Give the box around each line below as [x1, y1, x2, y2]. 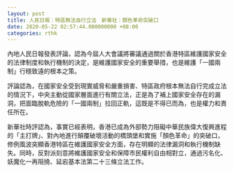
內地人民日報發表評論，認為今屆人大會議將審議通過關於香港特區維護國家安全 [7, 49, 227, 58]
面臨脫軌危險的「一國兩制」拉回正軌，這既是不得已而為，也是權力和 [25, 99, 221, 108]
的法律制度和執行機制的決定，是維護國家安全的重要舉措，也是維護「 [7, 58, 203, 67]
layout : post [7, 10, 45, 17]
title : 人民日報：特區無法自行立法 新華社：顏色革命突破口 [7, 17, 159, 24]
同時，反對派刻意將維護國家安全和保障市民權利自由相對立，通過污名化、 [19, 149, 227, 157]
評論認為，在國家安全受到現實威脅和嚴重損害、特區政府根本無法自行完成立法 [7, 81, 227, 91]
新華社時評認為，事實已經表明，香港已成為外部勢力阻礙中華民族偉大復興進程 [7, 123, 227, 131]
